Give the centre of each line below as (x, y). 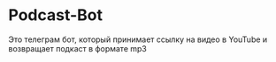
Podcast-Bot (56, 15)
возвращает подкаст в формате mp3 (77, 48)
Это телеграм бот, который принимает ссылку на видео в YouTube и (138, 39)
